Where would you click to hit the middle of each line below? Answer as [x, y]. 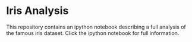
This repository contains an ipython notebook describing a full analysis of [96, 27]
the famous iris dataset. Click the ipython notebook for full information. [93, 33]
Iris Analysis [37, 11]
